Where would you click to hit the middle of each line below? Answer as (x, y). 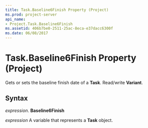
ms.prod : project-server (31, 15)
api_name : (16, 19)
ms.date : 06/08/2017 (27, 33)
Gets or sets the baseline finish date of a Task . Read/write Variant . (74, 82)
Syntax (17, 98)
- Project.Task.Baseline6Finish (39, 24)
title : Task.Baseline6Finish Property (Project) (57, 10)
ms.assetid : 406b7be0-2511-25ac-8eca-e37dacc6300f (59, 29)
